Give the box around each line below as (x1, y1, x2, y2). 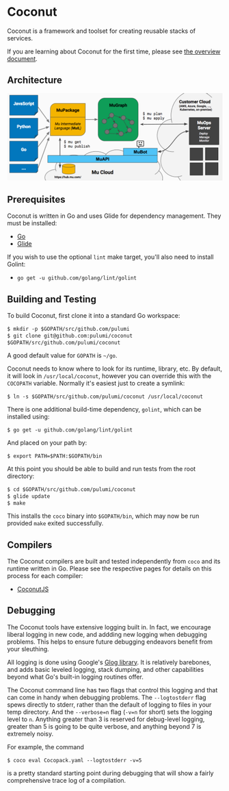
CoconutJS (16, 585, 49, 593)
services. (7, 34, 33, 42)
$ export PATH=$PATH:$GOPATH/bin (7, 453, 103, 460)
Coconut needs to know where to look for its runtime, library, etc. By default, (7, 364, 222, 373)
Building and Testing (7, 293, 97, 305)
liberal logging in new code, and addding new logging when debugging (7, 630, 207, 638)
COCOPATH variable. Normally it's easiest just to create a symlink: (7, 379, 185, 388)
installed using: (7, 412, 50, 421)
